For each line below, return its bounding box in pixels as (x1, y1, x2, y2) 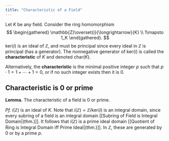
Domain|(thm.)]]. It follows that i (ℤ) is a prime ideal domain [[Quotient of (5, 118, 155, 124)
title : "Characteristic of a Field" (5, 7, 82, 13)
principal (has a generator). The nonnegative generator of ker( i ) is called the (5, 49, 164, 55)
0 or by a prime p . (5, 130, 43, 136)
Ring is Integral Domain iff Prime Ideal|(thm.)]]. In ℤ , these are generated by (5, 124, 162, 130)
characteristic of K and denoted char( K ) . (5, 54, 91, 60)
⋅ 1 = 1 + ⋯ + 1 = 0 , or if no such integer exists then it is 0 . (5, 69, 125, 75)
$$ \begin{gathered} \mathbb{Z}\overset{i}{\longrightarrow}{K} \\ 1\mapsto (6, 29, 164, 35)
